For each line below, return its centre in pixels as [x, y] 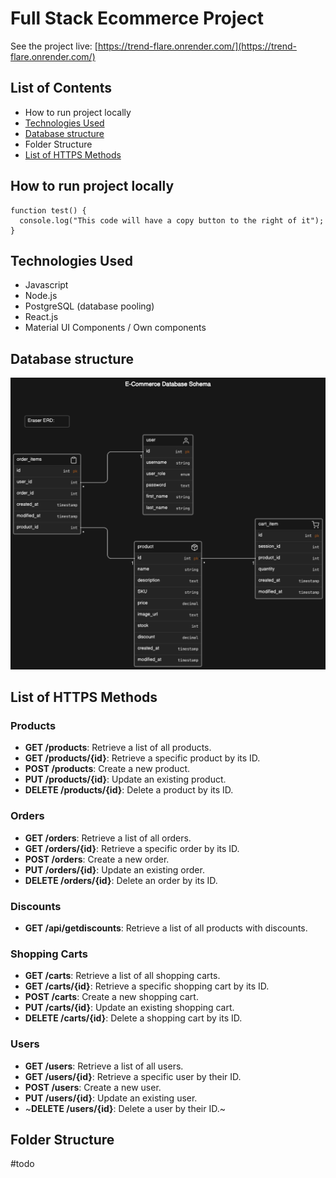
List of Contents [61, 88]
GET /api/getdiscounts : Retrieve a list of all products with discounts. [166, 928]
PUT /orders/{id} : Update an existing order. [114, 869]
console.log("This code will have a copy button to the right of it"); [172, 220]
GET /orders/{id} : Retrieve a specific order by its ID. [132, 848]
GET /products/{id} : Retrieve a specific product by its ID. [142, 758]
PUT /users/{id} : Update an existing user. [111, 1098]
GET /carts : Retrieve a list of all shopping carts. [122, 976]
